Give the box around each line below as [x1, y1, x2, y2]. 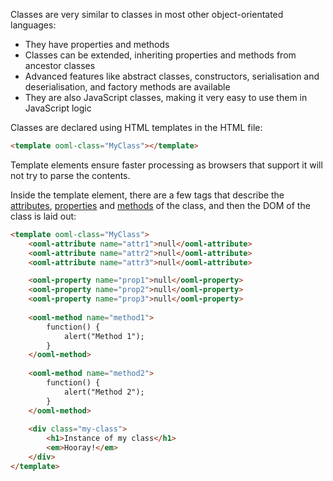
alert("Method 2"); [63, 387, 145, 397]
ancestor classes [24, 60, 96, 71]
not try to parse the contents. [10, 169, 131, 181]
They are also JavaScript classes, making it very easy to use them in [24, 92, 308, 103]
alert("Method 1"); [63, 331, 145, 341]
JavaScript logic [24, 102, 92, 114]
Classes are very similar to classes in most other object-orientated [10, 9, 284, 20]
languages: [10, 19, 57, 31]
